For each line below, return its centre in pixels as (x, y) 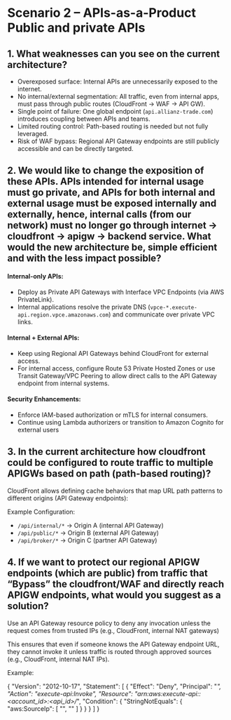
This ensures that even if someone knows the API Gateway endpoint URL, (113, 644)
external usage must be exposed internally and (112, 204)
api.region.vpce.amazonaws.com (63, 315)
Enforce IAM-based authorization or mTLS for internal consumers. (113, 415)
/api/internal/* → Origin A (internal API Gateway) (91, 525)
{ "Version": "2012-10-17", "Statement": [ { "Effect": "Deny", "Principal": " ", (114, 686)
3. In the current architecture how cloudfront (106, 452)
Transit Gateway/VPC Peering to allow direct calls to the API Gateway (117, 375)
